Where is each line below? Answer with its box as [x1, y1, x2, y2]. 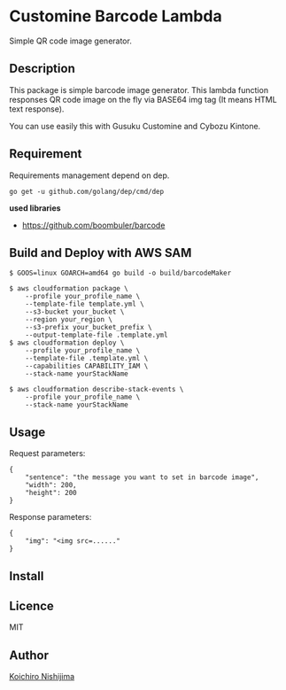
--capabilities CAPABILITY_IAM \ [25, 361, 149, 371]
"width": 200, [25, 481, 77, 490]
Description [9, 61, 75, 76]
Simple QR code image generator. [9, 35, 133, 46]
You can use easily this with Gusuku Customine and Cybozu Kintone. [9, 120, 261, 131]
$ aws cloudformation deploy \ [9, 338, 125, 347]
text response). [9, 104, 65, 114]
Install [9, 569, 44, 584]
